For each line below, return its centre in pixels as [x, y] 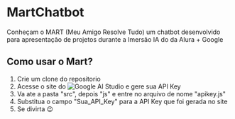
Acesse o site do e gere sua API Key [99, 86]
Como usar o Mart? [50, 62]
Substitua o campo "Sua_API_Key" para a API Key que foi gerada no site [122, 101]
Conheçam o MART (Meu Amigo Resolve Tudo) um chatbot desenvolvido [114, 32]
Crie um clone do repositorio [59, 79]
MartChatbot [45, 12]
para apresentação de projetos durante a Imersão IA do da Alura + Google [115, 39]
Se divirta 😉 [35, 109]
